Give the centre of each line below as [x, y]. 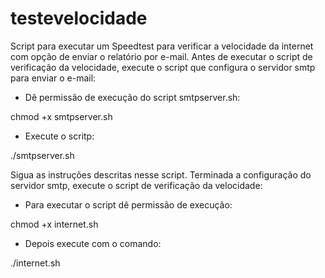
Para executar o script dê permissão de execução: [128, 204]
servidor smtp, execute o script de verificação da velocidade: [136, 185]
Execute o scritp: [59, 136]
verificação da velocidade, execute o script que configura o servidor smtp [163, 67]
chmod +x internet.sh [54, 224]
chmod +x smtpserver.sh [61, 116]
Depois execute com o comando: [93, 243]
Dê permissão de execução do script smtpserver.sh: [132, 97]
